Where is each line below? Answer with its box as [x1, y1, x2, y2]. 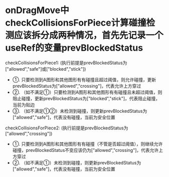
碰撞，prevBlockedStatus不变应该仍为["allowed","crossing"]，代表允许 [12, 147, 159, 153]
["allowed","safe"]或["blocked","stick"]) [5, 66, 86, 72]
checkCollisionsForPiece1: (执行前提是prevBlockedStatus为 [5, 60, 127, 66]
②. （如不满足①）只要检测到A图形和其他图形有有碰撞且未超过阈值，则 [12, 89, 162, 95]
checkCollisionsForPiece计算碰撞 [5, 17, 146, 29]
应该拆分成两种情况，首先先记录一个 [14, 30, 164, 41]
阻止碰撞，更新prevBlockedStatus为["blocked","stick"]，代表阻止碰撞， [12, 95, 160, 101]
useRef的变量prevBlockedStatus [5, 42, 143, 54]
